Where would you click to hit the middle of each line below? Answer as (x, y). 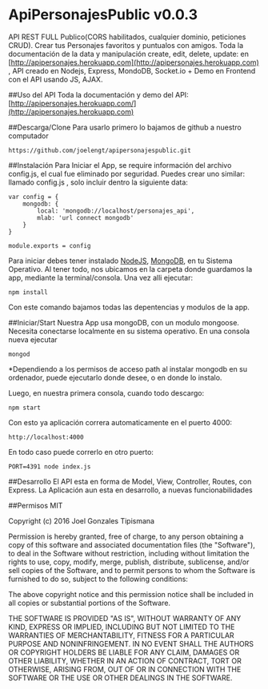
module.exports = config (50, 245)
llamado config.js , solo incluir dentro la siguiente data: (98, 182)
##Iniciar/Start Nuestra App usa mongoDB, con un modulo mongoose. (124, 322)
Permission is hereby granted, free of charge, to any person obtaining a (126, 536)
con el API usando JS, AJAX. (56, 79)
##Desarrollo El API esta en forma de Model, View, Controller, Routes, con (130, 481)
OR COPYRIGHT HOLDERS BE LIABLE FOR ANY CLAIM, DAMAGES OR (124, 652)
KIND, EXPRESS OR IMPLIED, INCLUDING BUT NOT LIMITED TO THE (122, 627)
